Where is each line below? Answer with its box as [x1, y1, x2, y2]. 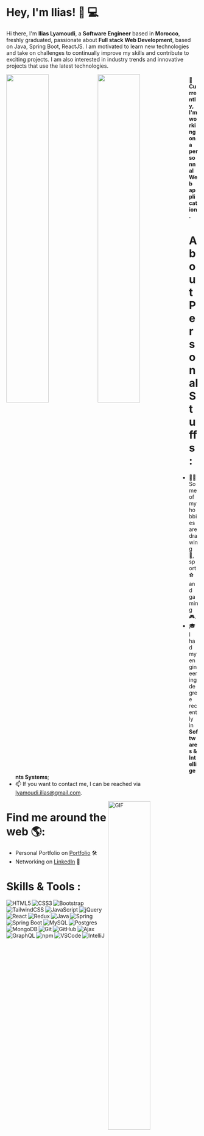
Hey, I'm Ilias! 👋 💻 [6, 5, 99, 20]
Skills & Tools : [6, 879, 81, 893]
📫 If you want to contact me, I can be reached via [15, 781, 141, 788]
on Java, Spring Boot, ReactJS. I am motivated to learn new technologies [6, 43, 189, 50]
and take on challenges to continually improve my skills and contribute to [6, 49, 189, 56]
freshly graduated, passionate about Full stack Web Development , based [6, 36, 191, 43]
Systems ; [24, 773, 50, 781]
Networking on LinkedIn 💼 [15, 858, 80, 865]
